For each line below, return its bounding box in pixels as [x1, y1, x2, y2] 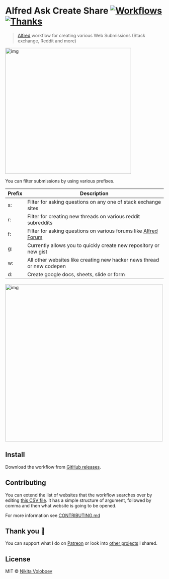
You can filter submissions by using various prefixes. [5, 178, 115, 184]
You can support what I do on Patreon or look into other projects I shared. [5, 540, 157, 546]
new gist [27, 248, 48, 255]
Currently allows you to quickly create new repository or [27, 242, 160, 249]
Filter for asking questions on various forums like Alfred [27, 227, 158, 234]
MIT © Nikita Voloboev [5, 568, 53, 574]
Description [79, 189, 109, 197]
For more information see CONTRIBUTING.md [5, 512, 101, 519]
